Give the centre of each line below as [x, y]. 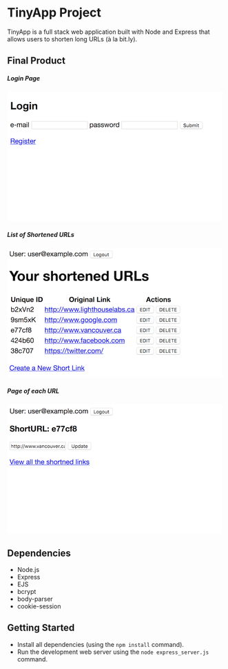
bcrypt [27, 592]
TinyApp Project [54, 13]
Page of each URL [33, 391]
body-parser [35, 599]
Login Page [24, 78]
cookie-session [39, 606]
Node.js [28, 570]
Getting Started [41, 628]
